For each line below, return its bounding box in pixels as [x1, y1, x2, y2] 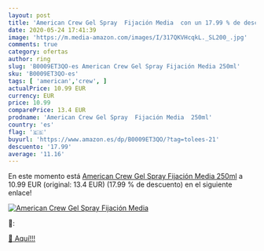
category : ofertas [8, 48, 68, 56]
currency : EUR [8, 92, 55, 100]
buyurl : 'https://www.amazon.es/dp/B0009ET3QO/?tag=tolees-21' [8, 135, 220, 144]
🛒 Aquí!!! [8, 234, 36, 243]
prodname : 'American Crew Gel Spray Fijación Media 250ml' [8, 114, 213, 122]
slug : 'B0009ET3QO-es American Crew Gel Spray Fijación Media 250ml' [8, 63, 241, 71]
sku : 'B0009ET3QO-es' [8, 70, 79, 78]
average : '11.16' [8, 150, 65, 158]
